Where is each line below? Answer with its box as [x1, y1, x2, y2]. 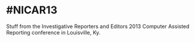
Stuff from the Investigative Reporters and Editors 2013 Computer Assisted [6, 23, 190, 30]
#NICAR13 [6, 3, 58, 17]
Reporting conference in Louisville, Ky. [6, 29, 101, 36]
